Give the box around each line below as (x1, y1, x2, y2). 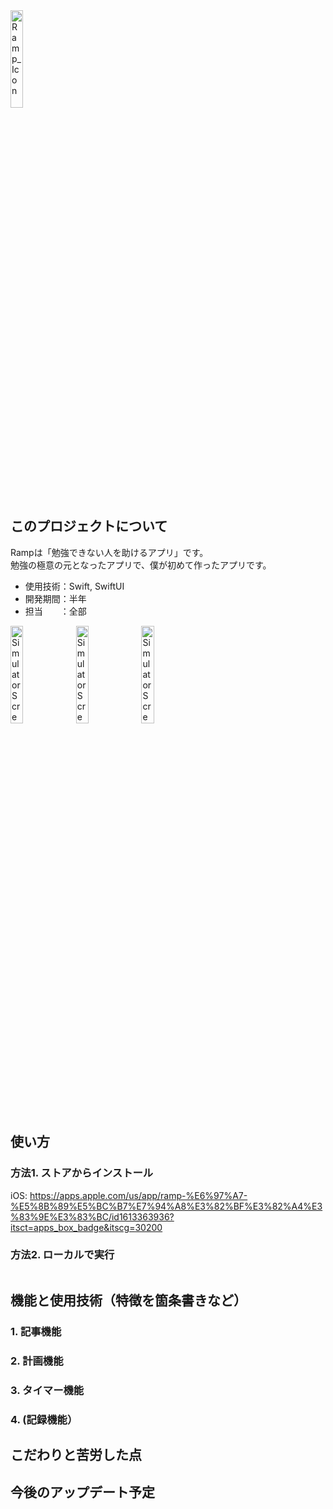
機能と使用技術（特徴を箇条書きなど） (10, 1292, 247, 1309)
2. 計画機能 (10, 1354, 64, 1368)
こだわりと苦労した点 (10, 1447, 142, 1464)
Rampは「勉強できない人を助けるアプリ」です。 (10, 546, 209, 558)
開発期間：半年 (24, 592, 87, 604)
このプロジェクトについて (10, 518, 168, 535)
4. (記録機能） (10, 1412, 78, 1426)
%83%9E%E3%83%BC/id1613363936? (10, 1210, 175, 1223)
